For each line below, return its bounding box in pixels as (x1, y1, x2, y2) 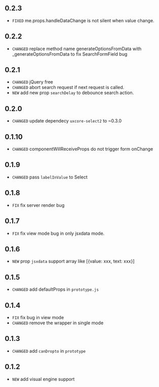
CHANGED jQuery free (12, 79, 54, 85)
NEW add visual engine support (12, 376, 75, 382)
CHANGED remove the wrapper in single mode (12, 320, 104, 326)
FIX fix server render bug (12, 202, 65, 208)
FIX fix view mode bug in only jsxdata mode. (12, 230, 105, 236)
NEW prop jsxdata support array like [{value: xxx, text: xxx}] (12, 258, 135, 265)
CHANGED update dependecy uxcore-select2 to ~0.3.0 (12, 118, 122, 124)
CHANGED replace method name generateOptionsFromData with (12, 46, 142, 52)
